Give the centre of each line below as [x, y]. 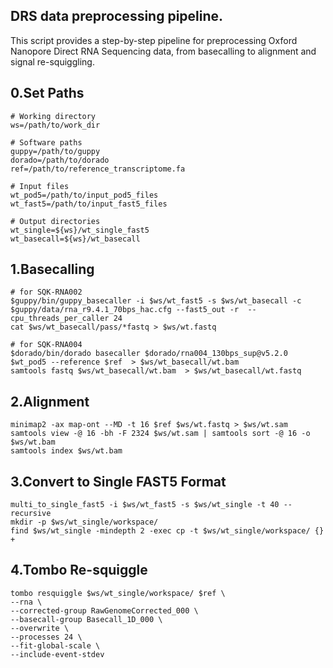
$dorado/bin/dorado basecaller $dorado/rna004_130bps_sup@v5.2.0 [149, 354]
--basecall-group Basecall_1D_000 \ [86, 619]
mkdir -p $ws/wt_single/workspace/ [84, 522]
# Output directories [55, 221]
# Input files [40, 186]
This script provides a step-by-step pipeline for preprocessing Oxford [154, 40]
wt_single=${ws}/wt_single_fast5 [80, 230]
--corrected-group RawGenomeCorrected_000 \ [104, 610]
